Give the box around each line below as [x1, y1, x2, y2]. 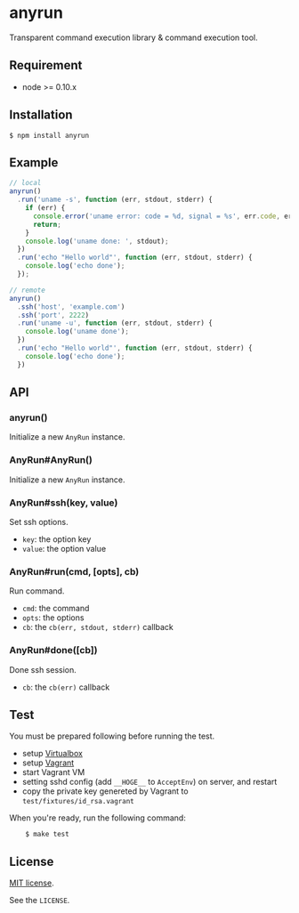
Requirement [9, 58, 83, 73]
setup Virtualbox [21, 748, 83, 759]
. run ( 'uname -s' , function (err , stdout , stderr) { [17, 195, 214, 205]
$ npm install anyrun [9, 131, 90, 140]
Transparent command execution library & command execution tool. [9, 32, 258, 43]
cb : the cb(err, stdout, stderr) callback [21, 622, 174, 633]
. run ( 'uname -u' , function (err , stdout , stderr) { [17, 319, 214, 327]
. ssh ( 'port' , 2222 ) [17, 311, 90, 319]
